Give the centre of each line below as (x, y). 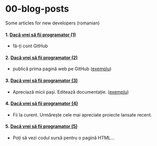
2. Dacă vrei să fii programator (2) (41, 57)
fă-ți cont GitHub (30, 46)
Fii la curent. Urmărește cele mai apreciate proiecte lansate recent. (82, 114)
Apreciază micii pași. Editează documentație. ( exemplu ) (71, 92)
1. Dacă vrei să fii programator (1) (41, 35)
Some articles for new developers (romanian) (53, 23)
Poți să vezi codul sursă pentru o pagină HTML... (64, 137)
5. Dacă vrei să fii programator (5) (41, 126)
